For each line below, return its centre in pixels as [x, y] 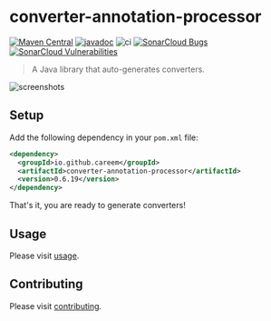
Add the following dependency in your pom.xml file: [104, 137]
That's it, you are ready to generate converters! [97, 206]
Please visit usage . [44, 256]
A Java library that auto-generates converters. [118, 69]
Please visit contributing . [56, 306]
